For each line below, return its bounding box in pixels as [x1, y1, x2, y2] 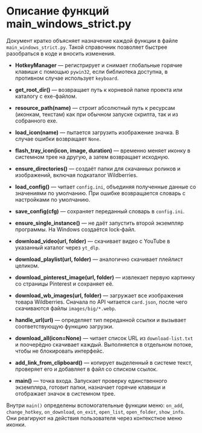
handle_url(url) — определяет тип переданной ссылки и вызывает [14, 316, 186, 324]
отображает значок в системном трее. [14, 390, 116, 397]
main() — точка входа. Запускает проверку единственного [14, 377, 168, 384]
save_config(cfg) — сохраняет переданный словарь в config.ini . [14, 207, 185, 215]
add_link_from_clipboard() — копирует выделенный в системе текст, [14, 359, 193, 366]
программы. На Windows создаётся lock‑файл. [14, 225, 136, 233]
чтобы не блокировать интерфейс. [14, 347, 104, 354]
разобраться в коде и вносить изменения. [6, 50, 116, 57]
